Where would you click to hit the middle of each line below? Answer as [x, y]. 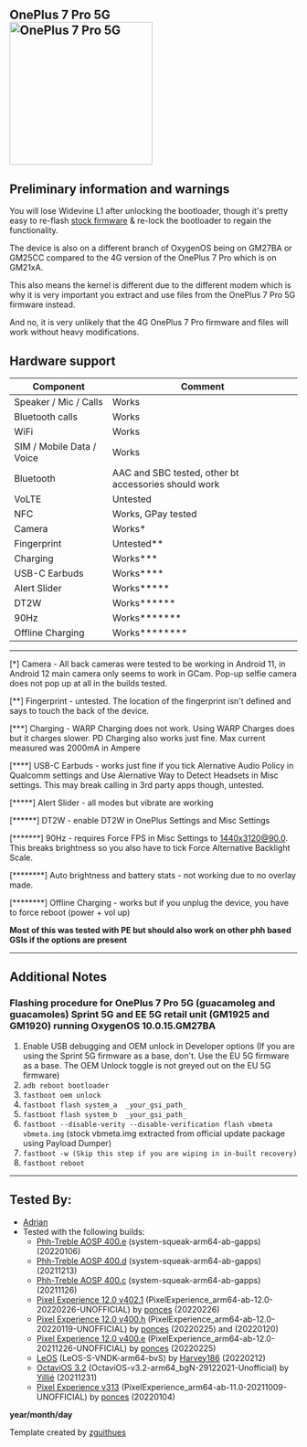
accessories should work [166, 484]
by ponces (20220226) [176, 1309]
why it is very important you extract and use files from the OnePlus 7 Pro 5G [153, 295]
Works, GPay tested [154, 514]
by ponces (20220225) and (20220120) [204, 1328]
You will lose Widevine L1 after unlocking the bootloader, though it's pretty [149, 211]
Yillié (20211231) [67, 1377]
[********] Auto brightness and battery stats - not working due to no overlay [153, 876]
